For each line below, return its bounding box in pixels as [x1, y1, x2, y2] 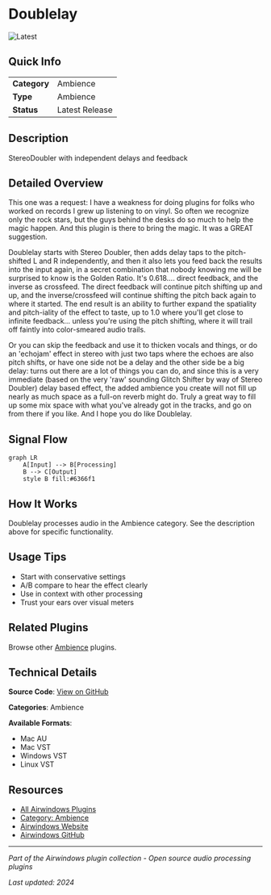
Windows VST [19, 751, 68, 761]
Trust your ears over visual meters [19, 597, 135, 607]
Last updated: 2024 [8, 877, 75, 888]
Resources [8, 783, 64, 797]
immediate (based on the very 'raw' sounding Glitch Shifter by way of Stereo [8, 374, 263, 384]
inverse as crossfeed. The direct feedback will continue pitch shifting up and [8, 282, 263, 291]
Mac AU [19, 734, 48, 743]
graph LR [8, 454, 38, 462]
